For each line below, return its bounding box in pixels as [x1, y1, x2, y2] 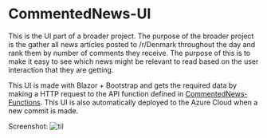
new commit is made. [8, 105, 79, 116]
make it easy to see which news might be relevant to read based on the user [8, 57, 259, 66]
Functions [8, 97, 41, 107]
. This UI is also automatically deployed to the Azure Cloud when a [40, 97, 258, 107]
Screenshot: [8, 121, 49, 131]
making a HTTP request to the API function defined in [8, 89, 184, 98]
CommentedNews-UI [8, 5, 151, 23]
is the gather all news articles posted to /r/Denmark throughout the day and [8, 39, 256, 49]
